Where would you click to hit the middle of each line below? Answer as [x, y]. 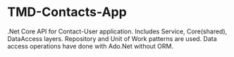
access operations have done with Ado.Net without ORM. [91, 46]
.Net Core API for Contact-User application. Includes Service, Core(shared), [117, 31]
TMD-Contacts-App [67, 12]
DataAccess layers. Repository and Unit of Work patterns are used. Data [112, 38]
